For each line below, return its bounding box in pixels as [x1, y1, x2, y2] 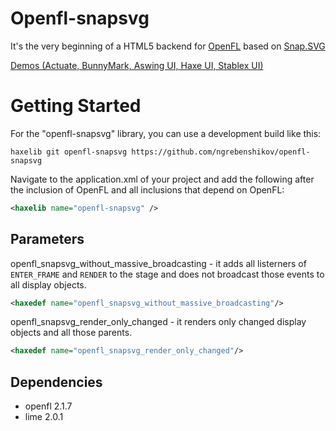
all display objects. [10, 278, 87, 291]
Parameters [10, 231, 85, 248]
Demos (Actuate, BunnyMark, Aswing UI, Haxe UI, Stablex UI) [10, 59, 264, 71]
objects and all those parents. [10, 327, 133, 339]
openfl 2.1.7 [24, 400, 73, 412]
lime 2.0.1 [24, 411, 64, 423]
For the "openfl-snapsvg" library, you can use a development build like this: [10, 127, 322, 139]
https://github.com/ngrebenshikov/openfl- [131, 147, 311, 157]
